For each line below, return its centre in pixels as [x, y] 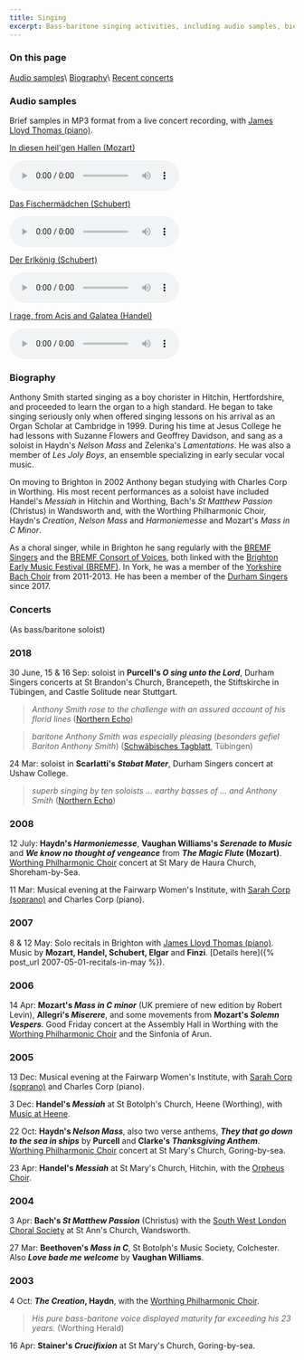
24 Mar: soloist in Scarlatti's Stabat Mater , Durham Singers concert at [142, 763]
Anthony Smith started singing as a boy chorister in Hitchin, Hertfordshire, [147, 397]
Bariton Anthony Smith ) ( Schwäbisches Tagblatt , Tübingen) [142, 746]
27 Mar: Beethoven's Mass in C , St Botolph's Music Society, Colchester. [145, 1248]
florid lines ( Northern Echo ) [82, 718]
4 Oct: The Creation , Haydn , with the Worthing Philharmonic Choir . [134, 1300]
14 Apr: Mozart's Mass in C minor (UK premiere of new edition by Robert [146, 1004]
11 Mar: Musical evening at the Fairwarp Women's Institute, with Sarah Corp [150, 890]
